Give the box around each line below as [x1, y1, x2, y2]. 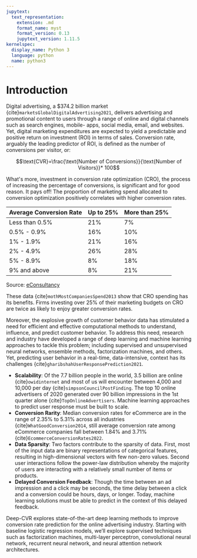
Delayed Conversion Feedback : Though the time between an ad [14, 478, 172, 486]
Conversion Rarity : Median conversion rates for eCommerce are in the [14, 410, 186, 417]
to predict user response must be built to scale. [14, 403, 129, 410]
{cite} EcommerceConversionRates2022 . [14, 434, 103, 442]
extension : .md [16, 19, 54, 25]
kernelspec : [6, 42, 35, 48]
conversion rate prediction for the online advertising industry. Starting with [6, 521, 186, 528]
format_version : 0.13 [16, 31, 69, 37]
